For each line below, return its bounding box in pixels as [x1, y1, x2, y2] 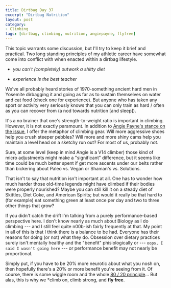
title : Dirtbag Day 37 [5, 7, 54, 13]
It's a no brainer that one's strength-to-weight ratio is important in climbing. [5, 118, 164, 123]
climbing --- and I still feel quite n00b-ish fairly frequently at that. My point [5, 224, 162, 229]
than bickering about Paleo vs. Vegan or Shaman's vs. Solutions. [5, 166, 141, 171]
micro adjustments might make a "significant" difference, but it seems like [5, 154, 161, 161]
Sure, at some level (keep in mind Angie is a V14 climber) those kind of [5, 149, 154, 155]
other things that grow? [5, 203, 55, 209]
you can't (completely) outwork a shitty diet [12, 66, 105, 72]
